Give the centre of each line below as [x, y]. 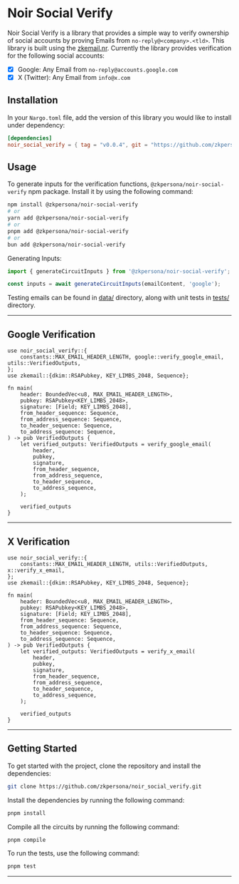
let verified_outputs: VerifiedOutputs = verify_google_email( [116, 444]
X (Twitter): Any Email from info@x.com [74, 77]
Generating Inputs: [34, 258]
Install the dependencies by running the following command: [96, 800]
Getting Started [42, 749]
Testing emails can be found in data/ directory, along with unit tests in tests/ [118, 298]
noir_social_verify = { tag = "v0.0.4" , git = [78, 145]
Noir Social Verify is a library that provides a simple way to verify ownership [118, 33]
